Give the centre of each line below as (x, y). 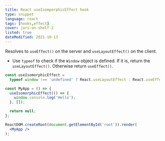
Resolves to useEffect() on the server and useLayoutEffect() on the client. (81, 51)
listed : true (18, 33)
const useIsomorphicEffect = (35, 75)
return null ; (23, 111)
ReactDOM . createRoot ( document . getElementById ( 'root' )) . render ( (71, 124)
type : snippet (20, 14)
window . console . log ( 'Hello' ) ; (45, 98)
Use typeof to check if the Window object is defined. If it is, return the (81, 61)
